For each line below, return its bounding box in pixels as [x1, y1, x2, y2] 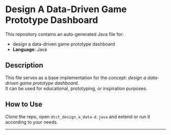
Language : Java [12, 46, 47, 52]
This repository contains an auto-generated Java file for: [5, 31, 124, 37]
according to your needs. [5, 119, 58, 125]
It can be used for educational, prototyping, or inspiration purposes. [5, 85, 148, 91]
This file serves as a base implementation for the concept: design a [5, 75, 147, 81]
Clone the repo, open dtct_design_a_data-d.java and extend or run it [5, 113, 150, 120]
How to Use [5, 100, 43, 109]
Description [5, 61, 43, 70]
